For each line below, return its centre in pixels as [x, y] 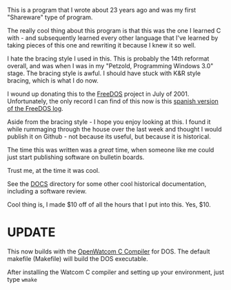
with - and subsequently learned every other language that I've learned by [113, 38]
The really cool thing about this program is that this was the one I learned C [114, 31]
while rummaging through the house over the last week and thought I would [114, 129]
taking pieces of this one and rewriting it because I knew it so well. [102, 45]
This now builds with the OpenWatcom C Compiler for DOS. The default [109, 251]
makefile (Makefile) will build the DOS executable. [78, 258]
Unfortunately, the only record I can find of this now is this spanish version [113, 101]
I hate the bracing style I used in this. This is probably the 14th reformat [108, 59]
